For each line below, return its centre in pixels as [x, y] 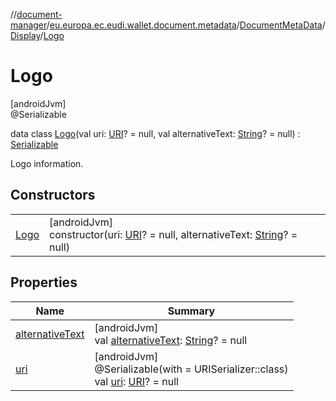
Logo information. [47, 163]
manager [28, 25]
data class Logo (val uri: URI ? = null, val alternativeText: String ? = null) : [155, 133]
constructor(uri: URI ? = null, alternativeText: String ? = [173, 234]
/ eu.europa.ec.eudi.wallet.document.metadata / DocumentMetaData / [186, 25]
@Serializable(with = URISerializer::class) [191, 369]
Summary [191, 311]
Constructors [53, 195]
